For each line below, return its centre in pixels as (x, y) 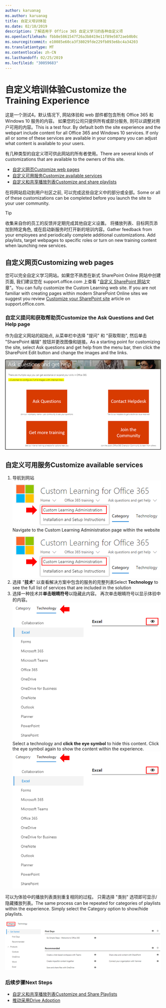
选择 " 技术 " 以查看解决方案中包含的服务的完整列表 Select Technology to (85, 582)
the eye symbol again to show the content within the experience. (78, 749)
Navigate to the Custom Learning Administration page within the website (86, 530)
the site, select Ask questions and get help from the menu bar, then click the (83, 347)
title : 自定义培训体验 (26, 21)
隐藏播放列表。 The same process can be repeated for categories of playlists (83, 903)
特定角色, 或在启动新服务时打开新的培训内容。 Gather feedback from (83, 230)
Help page (18, 324)
